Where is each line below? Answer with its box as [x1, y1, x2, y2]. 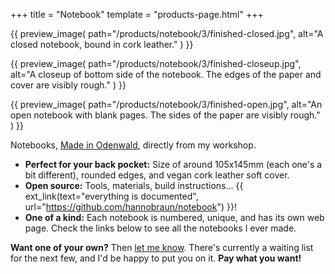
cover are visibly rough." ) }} [10, 79, 127, 91]
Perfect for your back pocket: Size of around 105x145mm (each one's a [24, 159, 323, 170]
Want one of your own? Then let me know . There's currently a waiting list [10, 242, 314, 253]
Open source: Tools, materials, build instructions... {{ [24, 180, 244, 191]
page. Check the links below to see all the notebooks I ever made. [24, 222, 297, 234]
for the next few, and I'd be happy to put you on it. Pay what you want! [10, 252, 302, 264]
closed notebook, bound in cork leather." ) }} [10, 39, 194, 50]
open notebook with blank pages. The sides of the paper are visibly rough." [10, 109, 321, 121]
